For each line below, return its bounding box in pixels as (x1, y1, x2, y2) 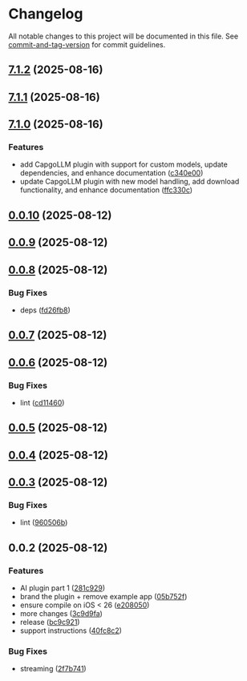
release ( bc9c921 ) (19, 618, 80, 627)
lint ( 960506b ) (19, 518, 68, 527)
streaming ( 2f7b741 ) (19, 664, 87, 674)
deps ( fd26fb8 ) (19, 305, 71, 315)
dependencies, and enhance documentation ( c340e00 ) (19, 168, 204, 178)
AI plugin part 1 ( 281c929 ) (19, 583, 106, 593)
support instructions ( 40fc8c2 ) (19, 626, 123, 635)
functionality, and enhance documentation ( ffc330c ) (19, 185, 193, 195)
